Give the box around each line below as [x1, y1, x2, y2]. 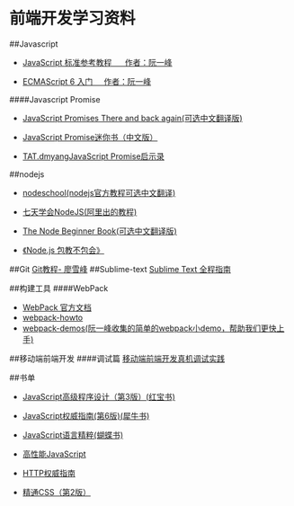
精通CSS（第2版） [22, 486, 92, 497]
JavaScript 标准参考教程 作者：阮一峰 [22, 57, 173, 67]
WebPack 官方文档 [22, 302, 93, 313]
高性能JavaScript [22, 448, 87, 459]
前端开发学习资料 [9, 8, 137, 29]
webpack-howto [22, 312, 84, 323]
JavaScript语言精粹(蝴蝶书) [22, 429, 124, 440]
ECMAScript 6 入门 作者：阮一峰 [22, 75, 151, 86]
